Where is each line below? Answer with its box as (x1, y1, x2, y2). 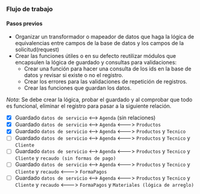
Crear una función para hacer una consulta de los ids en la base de (24, 65, 192, 72)
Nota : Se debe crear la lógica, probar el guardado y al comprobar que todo (6, 96, 193, 104)
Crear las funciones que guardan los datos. (24, 84, 132, 92)
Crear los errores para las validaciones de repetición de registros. (24, 78, 187, 86)
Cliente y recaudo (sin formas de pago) (15, 154, 117, 161)
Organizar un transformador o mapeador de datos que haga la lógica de (15, 33, 195, 40)
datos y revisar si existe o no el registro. (24, 72, 124, 79)
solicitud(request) (15, 46, 59, 53)
